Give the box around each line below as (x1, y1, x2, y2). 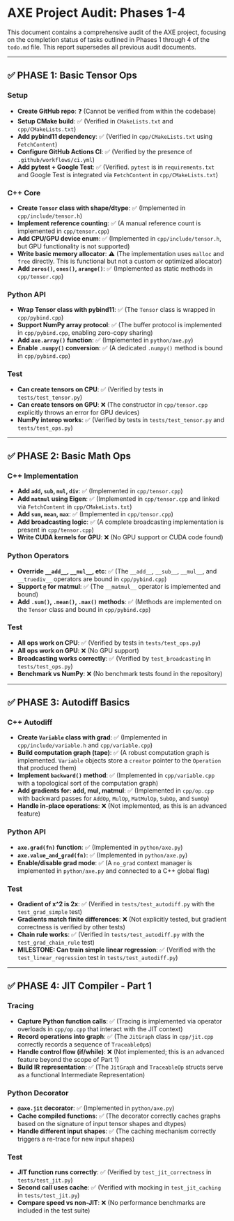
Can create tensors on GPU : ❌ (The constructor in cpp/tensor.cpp (17, 400, 208, 409)
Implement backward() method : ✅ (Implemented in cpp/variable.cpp (17, 771, 215, 779)
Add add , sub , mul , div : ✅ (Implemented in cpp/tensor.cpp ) (17, 487, 183, 495)
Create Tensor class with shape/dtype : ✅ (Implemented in (17, 204, 186, 212)
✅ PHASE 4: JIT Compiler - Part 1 (7, 980, 152, 992)
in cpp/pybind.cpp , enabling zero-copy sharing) (17, 329, 153, 337)
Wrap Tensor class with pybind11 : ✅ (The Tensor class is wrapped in (17, 306, 216, 314)
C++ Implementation (7, 471, 79, 481)
